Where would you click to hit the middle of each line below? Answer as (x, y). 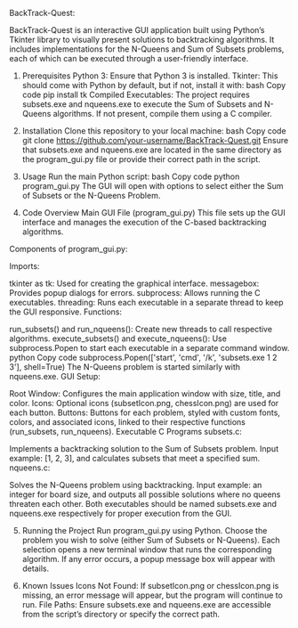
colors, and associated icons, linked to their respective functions (128, 422)
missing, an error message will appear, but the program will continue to (152, 595)
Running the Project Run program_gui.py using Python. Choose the (145, 530)
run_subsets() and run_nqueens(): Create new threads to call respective (141, 329)
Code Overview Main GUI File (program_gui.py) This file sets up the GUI (154, 212)
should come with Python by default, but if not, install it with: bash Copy (154, 85)
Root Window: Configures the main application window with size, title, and (145, 394)
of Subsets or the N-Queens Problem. (91, 196)
